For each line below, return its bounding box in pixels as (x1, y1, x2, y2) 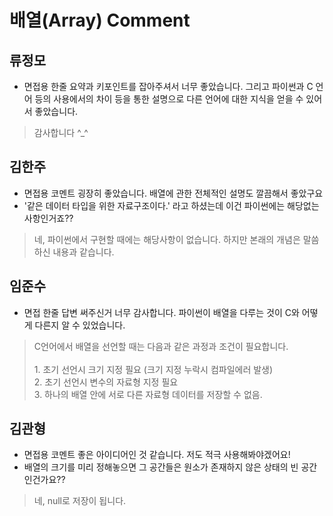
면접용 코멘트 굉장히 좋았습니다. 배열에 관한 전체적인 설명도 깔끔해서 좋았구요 (23, 187, 324, 199)
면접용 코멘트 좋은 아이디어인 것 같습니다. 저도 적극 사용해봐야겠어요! (23, 449, 291, 461)
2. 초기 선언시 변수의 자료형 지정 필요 (33, 376, 179, 388)
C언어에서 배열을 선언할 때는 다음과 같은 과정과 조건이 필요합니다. (33, 340, 289, 352)
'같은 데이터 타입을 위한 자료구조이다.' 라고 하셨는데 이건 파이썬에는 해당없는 (23, 199, 320, 211)
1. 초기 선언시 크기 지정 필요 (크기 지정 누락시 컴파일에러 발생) (33, 363, 274, 375)
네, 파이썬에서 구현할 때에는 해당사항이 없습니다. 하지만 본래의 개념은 (33, 233, 301, 245)
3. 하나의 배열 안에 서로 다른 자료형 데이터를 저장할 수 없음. (33, 388, 263, 400)
